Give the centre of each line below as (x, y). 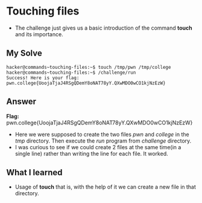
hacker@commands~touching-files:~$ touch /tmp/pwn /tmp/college (89, 67)
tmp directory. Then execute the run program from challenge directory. (103, 141)
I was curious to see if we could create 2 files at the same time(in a (98, 147)
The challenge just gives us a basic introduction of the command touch (103, 28)
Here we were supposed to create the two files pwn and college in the (102, 134)
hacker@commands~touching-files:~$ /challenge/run (71, 72)
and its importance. (39, 34)
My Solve (24, 53)
